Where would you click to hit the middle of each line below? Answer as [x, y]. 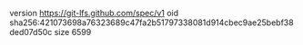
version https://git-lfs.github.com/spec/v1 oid [94, 13]
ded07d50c [31, 32]
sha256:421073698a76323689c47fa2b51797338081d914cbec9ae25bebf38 [151, 22]
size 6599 [73, 32]
